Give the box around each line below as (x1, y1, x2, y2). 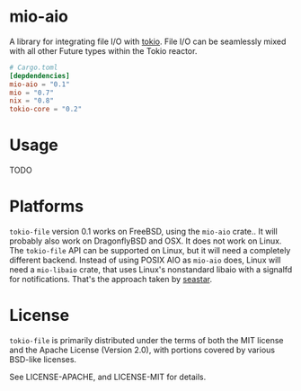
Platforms (9, 196, 84, 217)
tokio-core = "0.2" (9, 105, 83, 114)
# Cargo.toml (9, 63, 58, 72)
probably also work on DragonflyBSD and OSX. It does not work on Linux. (9, 235, 282, 246)
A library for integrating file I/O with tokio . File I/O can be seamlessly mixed (9, 36, 287, 47)
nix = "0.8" (9, 96, 54, 105)
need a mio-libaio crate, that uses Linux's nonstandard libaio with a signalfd (9, 264, 293, 275)
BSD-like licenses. (9, 354, 77, 365)
